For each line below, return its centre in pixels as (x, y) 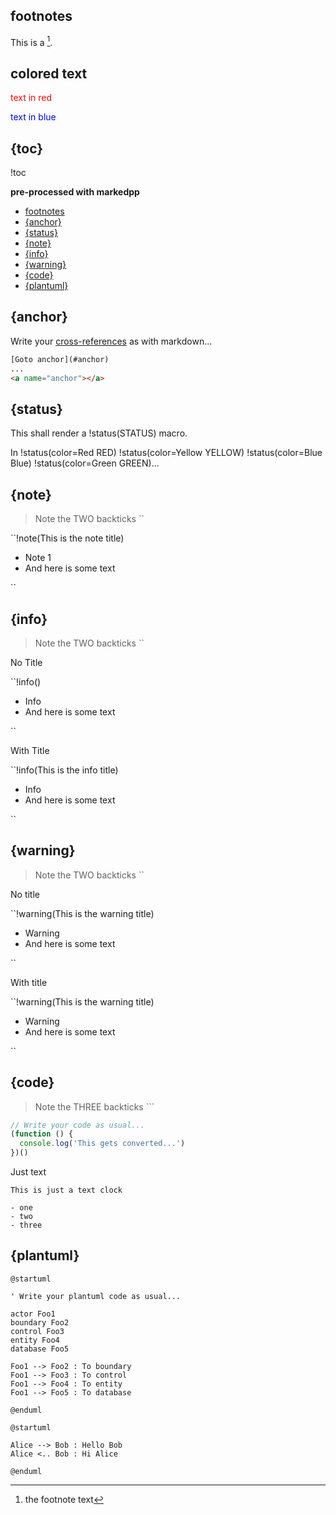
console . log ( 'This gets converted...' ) (102, 1144)
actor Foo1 (33, 1314)
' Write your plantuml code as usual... (96, 1296)
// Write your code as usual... (77, 1125)
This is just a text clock (66, 1190)
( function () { (42, 1134)
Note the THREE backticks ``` (94, 1106)
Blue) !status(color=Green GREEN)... (85, 463)
